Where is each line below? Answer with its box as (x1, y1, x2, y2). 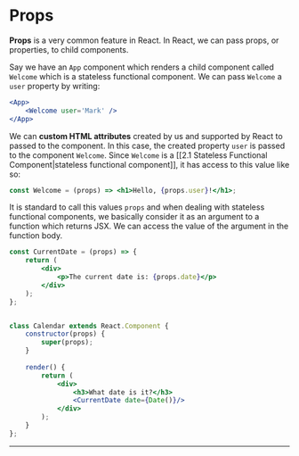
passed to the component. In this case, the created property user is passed (9, 140, 286, 151)
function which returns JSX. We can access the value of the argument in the (9, 220, 289, 232)
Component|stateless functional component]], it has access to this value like (9, 159, 290, 170)
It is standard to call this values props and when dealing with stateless (9, 202, 265, 212)
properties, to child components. (9, 44, 129, 54)
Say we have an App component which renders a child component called (9, 62, 274, 72)
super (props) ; (41, 338, 93, 347)
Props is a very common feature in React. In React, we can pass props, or (9, 35, 279, 46)
